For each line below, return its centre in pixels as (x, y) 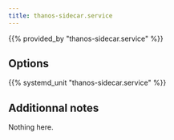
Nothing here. (31, 127)
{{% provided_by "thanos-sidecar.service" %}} (86, 38)
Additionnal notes (54, 108)
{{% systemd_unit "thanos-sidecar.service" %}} (87, 83)
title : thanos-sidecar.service (61, 16)
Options (29, 64)
